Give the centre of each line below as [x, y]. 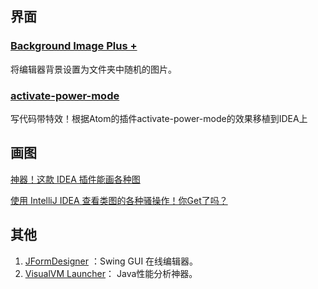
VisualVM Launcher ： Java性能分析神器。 [111, 273]
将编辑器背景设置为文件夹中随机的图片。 [93, 69]
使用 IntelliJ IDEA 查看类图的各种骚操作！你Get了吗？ [119, 200]
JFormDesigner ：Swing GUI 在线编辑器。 [111, 261]
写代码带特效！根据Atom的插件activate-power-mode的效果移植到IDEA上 [159, 118]
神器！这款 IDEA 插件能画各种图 [75, 179]
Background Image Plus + [74, 46]
